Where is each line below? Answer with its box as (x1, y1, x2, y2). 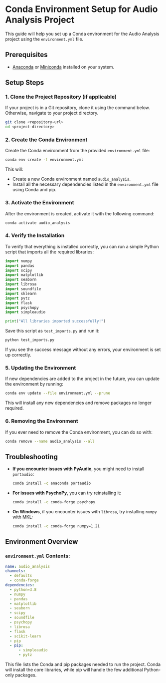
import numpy (5, 258, 32, 263)
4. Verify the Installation (5, 232, 65, 239)
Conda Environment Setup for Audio (5, 4, 158, 15)
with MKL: (12, 514, 33, 520)
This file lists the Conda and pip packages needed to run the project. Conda (5, 661, 161, 667)
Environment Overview (5, 537, 78, 546)
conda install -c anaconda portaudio (12, 481, 91, 486)
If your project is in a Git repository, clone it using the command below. (5, 105, 151, 111)
